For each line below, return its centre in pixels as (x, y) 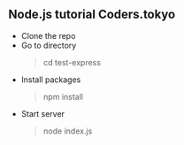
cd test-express (72, 62)
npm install (63, 96)
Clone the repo (48, 35)
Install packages (51, 80)
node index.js (68, 131)
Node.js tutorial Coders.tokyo (92, 15)
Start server (43, 113)
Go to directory (49, 45)
